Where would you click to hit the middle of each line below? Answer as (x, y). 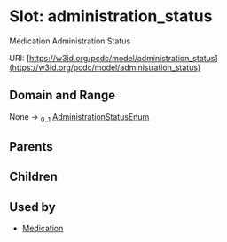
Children (33, 177)
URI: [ (20, 58)
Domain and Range (63, 95)
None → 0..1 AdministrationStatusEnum (79, 117)
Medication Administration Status (70, 41)
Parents (31, 147)
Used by (32, 207)
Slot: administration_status (111, 16)
